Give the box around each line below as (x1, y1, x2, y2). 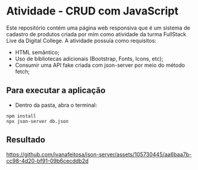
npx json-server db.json (6, 118, 69, 124)
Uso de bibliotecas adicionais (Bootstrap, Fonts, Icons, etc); (14, 55, 164, 62)
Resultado (6, 134, 45, 145)
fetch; (14, 68, 30, 75)
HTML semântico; (14, 48, 60, 55)
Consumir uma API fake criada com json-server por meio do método (14, 61, 185, 69)
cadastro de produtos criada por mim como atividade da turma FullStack (6, 30, 187, 37)
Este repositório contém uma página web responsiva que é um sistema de (6, 24, 190, 31)
